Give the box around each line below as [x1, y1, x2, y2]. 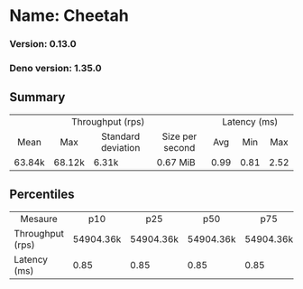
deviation [100, 141, 141, 154]
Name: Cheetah [9, 5, 129, 26]
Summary [9, 89, 66, 105]
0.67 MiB [156, 155, 196, 168]
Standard [101, 130, 141, 143]
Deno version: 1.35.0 [9, 62, 102, 75]
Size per [161, 130, 197, 143]
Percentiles [9, 187, 75, 202]
